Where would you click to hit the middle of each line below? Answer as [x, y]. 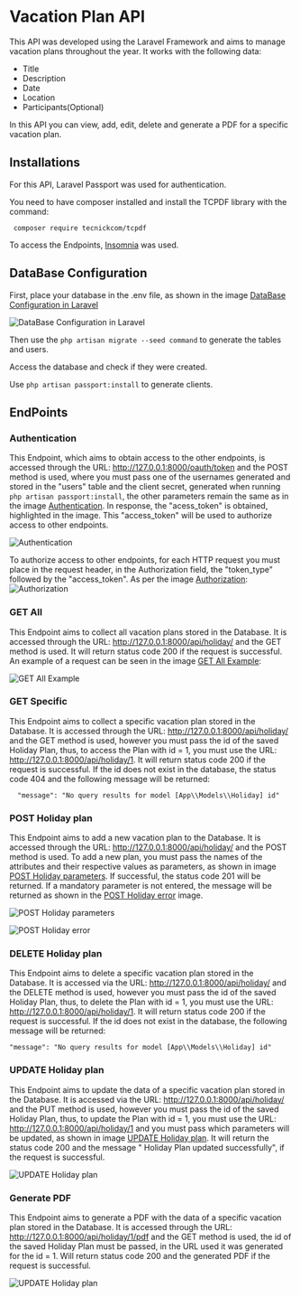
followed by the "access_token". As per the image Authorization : [129, 579]
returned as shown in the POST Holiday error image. [106, 895]
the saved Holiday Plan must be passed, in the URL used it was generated [146, 1246]
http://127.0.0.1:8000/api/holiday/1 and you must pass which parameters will [150, 1128]
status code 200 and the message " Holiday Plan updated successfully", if [147, 1147]
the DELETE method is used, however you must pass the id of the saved [143, 993]
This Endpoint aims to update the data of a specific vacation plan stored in [147, 1089]
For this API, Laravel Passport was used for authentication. [118, 184]
